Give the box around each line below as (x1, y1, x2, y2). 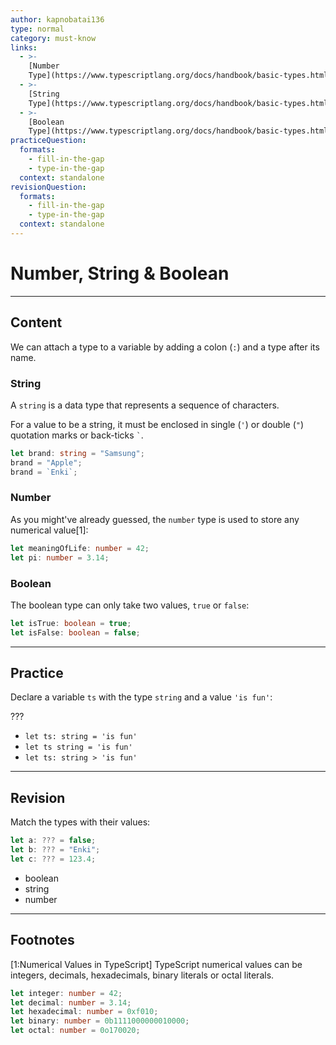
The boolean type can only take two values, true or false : (10, 599, 250, 611)
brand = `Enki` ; (10, 467, 78, 477)
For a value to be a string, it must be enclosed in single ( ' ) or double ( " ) (10, 418, 305, 430)
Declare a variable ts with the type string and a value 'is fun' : (10, 691, 273, 703)
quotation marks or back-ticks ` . (10, 429, 144, 441)
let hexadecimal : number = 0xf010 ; (10, 1007, 159, 1017)
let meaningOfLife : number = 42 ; (10, 543, 150, 553)
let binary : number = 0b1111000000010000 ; (10, 1016, 190, 1026)
